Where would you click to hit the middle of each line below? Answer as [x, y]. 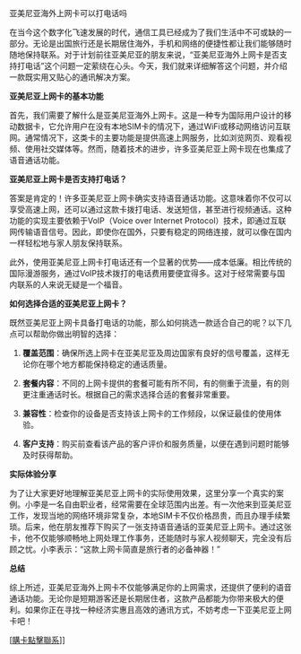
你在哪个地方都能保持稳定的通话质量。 [101, 364]
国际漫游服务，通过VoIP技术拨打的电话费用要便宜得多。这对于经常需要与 [143, 273]
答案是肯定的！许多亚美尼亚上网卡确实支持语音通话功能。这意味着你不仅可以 [150, 198]
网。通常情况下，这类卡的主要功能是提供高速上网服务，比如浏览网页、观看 [146, 138]
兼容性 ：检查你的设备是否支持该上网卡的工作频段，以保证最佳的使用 [148, 414]
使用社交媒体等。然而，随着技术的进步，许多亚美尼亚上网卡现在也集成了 [158, 149]
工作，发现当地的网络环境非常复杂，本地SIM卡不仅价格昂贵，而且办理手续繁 [150, 515]
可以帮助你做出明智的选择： [68, 334]
